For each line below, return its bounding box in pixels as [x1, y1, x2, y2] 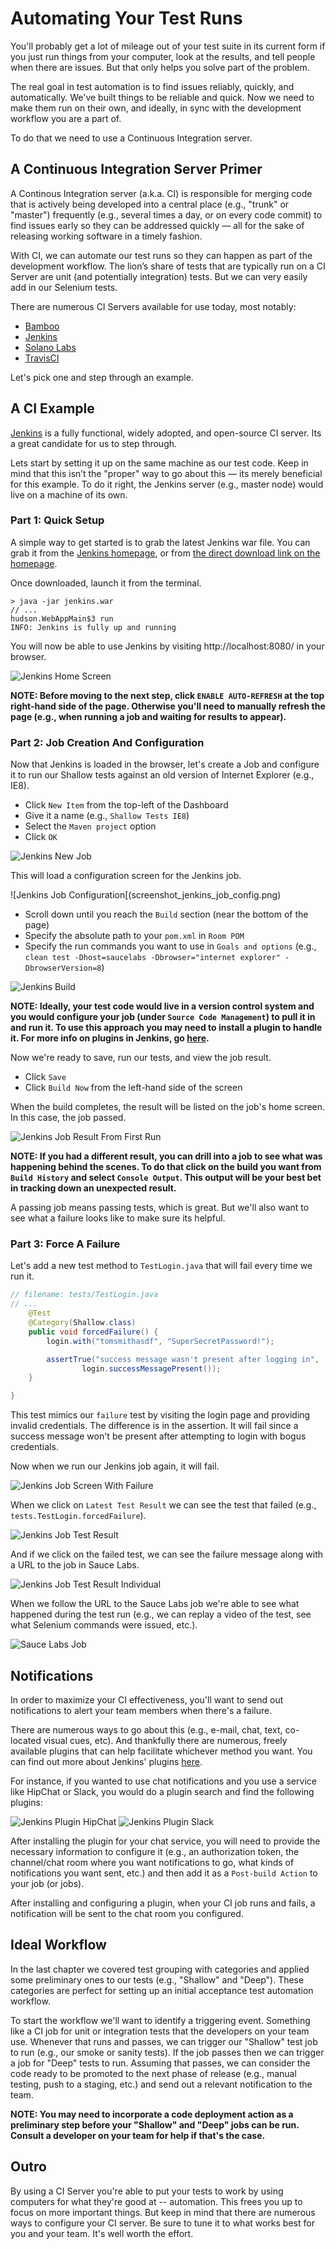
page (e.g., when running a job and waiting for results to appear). [10, 710, 287, 722]
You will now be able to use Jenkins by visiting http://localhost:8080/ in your [10, 640, 325, 652]
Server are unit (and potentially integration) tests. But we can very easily [10, 270, 308, 282]
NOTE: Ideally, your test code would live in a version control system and [10, 1000, 315, 1012]
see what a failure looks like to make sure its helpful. [10, 1212, 226, 1224]
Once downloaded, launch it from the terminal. [10, 577, 202, 589]
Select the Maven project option [24, 820, 157, 832]
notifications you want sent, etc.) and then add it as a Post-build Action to [10, 1867, 318, 1879]
